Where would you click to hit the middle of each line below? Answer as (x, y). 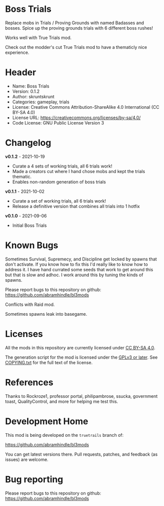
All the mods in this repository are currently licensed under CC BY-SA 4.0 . (80, 347)
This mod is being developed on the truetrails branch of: (64, 435)
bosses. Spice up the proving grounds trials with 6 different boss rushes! (79, 28)
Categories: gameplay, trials (41, 102)
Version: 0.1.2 (26, 91)
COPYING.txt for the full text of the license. (49, 362)
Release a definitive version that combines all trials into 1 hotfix (76, 206)
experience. (17, 52)
